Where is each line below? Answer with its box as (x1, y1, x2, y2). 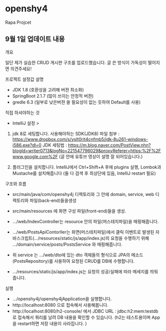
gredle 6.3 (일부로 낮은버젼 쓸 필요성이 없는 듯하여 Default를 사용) (12, 99, 141, 105)
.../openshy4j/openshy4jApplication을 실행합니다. (12, 295, 112, 302)
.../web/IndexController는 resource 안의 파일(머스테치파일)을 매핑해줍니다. (12, 218, 159, 224)
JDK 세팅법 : (42, 142, 67, 148)
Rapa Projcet (5, 19, 31, 25)
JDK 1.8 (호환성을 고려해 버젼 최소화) (12, 87, 84, 93)
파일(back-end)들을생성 (29, 197, 77, 203)
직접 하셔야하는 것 (5, 109, 40, 115)
